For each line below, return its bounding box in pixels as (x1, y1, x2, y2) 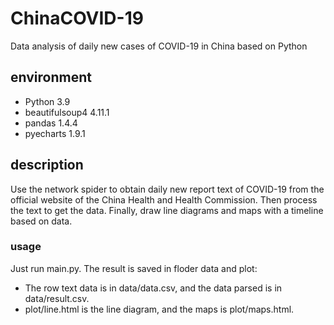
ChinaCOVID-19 (10, 7, 144, 30)
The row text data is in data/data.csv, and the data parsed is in (24, 282, 283, 294)
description (10, 157, 84, 174)
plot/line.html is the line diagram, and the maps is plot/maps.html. (24, 303, 295, 315)
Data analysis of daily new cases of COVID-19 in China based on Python (10, 40, 308, 52)
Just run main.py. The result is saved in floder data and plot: (10, 262, 258, 274)
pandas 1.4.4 (24, 117, 78, 129)
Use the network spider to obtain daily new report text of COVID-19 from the (10, 183, 325, 195)
